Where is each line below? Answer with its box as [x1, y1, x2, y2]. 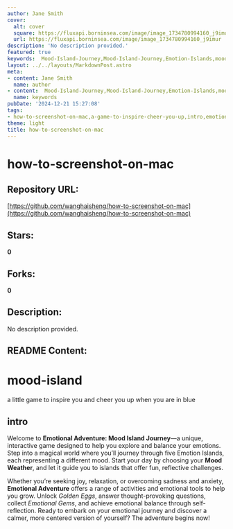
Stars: [7, 229, 35, 241]
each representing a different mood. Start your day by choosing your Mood [7, 456, 223, 465]
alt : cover [13, 23, 45, 30]
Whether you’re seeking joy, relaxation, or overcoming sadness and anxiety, [7, 476, 224, 485]
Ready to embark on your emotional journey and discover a [37, 506, 207, 514]
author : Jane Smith [7, 10, 64, 17]
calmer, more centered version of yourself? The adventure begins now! [7, 514, 210, 522]
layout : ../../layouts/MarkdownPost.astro [7, 62, 132, 69]
